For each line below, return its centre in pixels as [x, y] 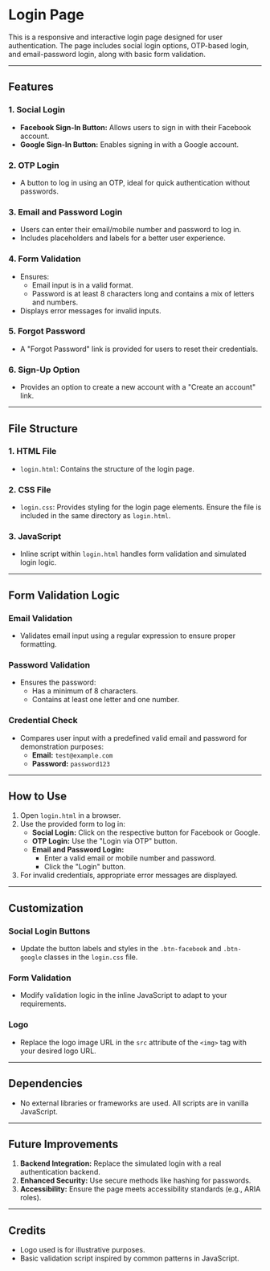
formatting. [39, 644]
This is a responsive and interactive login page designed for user [116, 37]
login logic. [38, 562]
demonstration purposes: [62, 746]
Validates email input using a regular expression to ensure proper [128, 635]
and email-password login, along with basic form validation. [107, 54]
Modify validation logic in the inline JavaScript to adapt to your [123, 995]
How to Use [38, 797]
